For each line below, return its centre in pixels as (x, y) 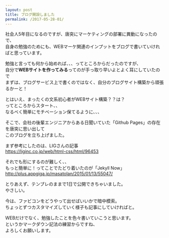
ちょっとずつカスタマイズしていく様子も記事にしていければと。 (71, 207)
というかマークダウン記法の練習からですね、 (52, 224)
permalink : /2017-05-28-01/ (35, 19)
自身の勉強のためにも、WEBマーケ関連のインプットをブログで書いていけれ (83, 47)
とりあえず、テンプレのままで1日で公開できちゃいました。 (65, 184)
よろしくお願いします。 (29, 230)
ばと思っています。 (25, 53)
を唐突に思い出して (25, 129)
